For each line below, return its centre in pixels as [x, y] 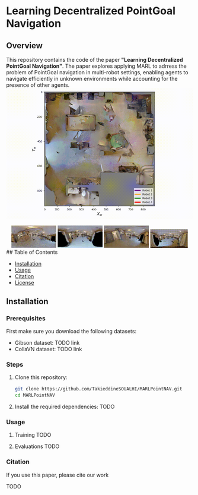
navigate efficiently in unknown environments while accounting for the [92, 79]
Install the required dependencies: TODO [65, 406]
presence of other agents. [38, 85]
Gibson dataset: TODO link [47, 342]
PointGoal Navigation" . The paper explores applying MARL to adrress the [96, 66]
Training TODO [33, 435]
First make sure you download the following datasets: [71, 331]
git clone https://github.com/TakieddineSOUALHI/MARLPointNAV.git [98, 389]
